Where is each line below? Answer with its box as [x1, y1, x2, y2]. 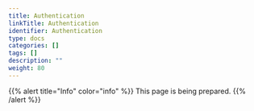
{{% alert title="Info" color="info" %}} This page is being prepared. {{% [8, 86, 247, 96]
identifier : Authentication [8, 27, 103, 35]
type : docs [8, 34, 45, 43]
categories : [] [8, 42, 60, 50]
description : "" [8, 57, 63, 65]
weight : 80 [8, 64, 45, 72]
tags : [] [8, 49, 38, 57]
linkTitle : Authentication [8, 19, 99, 27]
